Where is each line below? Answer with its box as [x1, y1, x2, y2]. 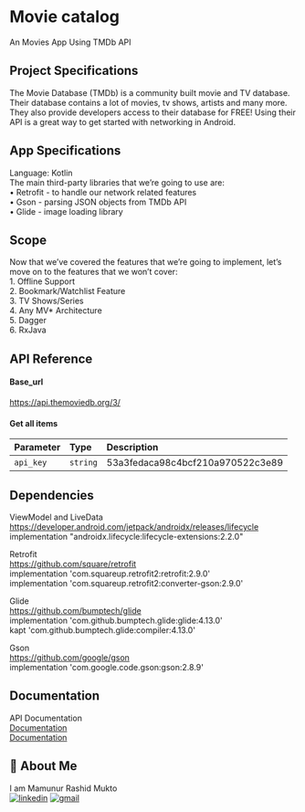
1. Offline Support [9, 276, 76, 287]
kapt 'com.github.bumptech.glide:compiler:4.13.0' [9, 624, 196, 636]
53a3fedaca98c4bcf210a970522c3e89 [106, 457, 284, 469]
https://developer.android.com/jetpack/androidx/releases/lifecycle [9, 521, 259, 532]
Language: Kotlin [9, 167, 73, 178]
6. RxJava [9, 324, 47, 335]
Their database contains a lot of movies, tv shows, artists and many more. [9, 97, 288, 108]
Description [106, 441, 159, 454]
